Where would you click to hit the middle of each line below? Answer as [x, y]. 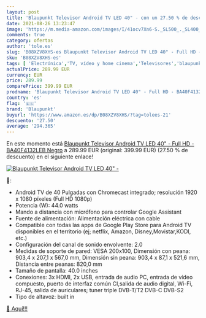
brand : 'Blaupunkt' [31, 109]
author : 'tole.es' [30, 47]
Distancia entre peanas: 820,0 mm [59, 264]
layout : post [23, 12]
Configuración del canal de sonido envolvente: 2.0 [79, 245]
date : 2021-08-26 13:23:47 [41, 23]
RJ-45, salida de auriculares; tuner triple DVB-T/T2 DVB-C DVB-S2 [99, 290]
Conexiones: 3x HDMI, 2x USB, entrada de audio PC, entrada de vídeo [104, 277]
